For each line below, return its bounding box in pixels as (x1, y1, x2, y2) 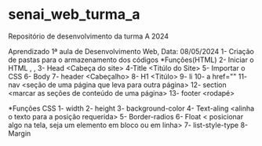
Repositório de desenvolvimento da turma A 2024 (8, 31, 169, 41)
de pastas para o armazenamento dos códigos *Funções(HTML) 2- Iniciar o (8, 55, 254, 64)
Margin (8, 128, 31, 138)
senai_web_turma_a (8, 5, 140, 24)
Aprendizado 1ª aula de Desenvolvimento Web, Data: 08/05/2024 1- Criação (8, 46, 255, 56)
